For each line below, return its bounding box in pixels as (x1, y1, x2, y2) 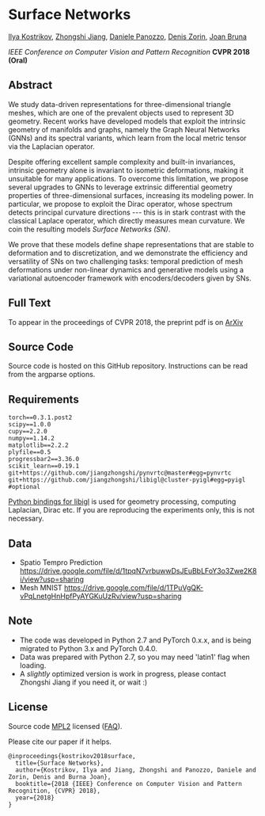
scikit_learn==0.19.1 (8, 462, 80, 471)
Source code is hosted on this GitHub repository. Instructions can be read (8, 361, 248, 371)
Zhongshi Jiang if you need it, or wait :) (19, 677, 148, 687)
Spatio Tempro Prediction (19, 558, 103, 567)
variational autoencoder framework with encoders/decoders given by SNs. (8, 273, 252, 283)
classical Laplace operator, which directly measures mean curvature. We (8, 215, 245, 225)
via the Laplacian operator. (8, 141, 95, 151)
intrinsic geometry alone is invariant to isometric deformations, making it (8, 165, 244, 175)
